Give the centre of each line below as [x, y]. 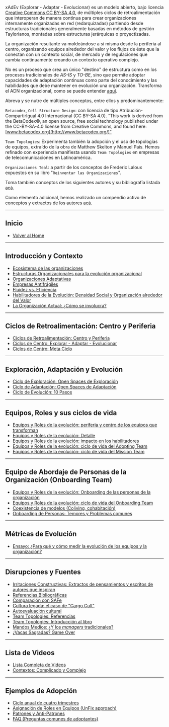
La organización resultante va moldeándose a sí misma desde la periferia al [83, 44]
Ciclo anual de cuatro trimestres [46, 703]
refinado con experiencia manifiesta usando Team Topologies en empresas [82, 152]
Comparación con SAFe [37, 600]
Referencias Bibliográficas [39, 595]
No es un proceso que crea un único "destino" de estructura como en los [81, 69]
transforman [25, 430]
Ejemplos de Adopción [41, 691]
